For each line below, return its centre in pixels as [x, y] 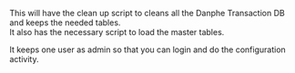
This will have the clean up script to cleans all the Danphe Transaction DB [147, 13]
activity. [24, 59]
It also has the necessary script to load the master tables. [117, 32]
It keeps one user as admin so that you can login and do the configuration [148, 50]
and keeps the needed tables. [65, 23]
